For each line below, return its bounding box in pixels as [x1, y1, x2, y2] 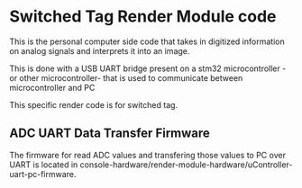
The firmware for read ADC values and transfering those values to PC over [9, 149, 287, 160]
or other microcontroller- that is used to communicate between [9, 72, 243, 83]
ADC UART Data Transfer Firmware [9, 126, 210, 141]
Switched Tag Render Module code [9, 6, 277, 27]
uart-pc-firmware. [9, 168, 77, 179]
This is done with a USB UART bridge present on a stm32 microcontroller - [9, 63, 287, 74]
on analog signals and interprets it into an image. [9, 45, 190, 56]
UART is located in [9, 159, 78, 170]
